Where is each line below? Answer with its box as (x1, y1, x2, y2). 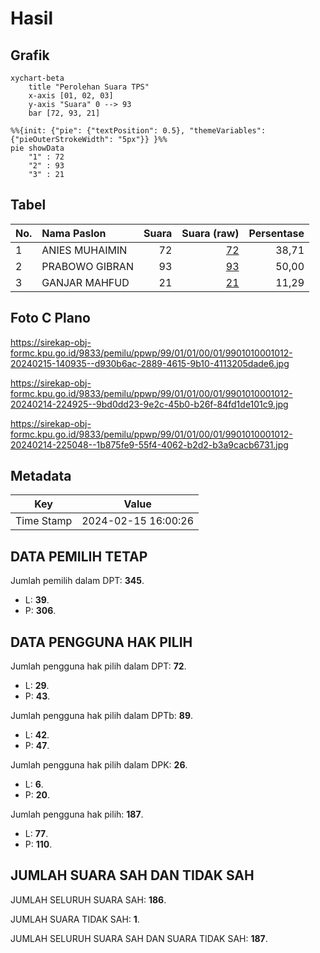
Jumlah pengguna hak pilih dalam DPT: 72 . (10, 660, 187, 672)
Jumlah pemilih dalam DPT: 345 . (10, 575, 145, 587)
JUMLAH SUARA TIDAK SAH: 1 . (10, 913, 140, 925)
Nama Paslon (41, 226, 107, 240)
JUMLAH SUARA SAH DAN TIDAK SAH (10, 867, 255, 884)
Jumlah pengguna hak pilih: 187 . (10, 808, 144, 821)
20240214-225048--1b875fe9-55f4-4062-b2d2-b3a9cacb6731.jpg (10, 438, 289, 451)
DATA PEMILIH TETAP (10, 548, 148, 565)
